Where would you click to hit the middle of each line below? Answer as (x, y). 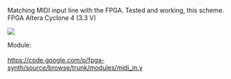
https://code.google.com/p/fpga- (56, 60)
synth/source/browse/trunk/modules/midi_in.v (75, 68)
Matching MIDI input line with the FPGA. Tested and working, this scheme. (116, 10)
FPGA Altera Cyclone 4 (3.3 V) (52, 18)
